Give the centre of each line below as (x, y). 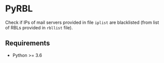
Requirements (27, 43)
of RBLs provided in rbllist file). (39, 27)
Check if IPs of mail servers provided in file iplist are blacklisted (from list (82, 22)
